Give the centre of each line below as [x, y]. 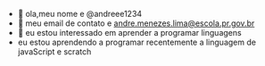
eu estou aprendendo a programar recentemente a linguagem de [137, 42]
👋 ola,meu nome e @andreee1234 [80, 14]
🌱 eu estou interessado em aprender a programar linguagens [130, 33]
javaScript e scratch [54, 52]
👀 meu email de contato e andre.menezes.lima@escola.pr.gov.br [136, 23]
